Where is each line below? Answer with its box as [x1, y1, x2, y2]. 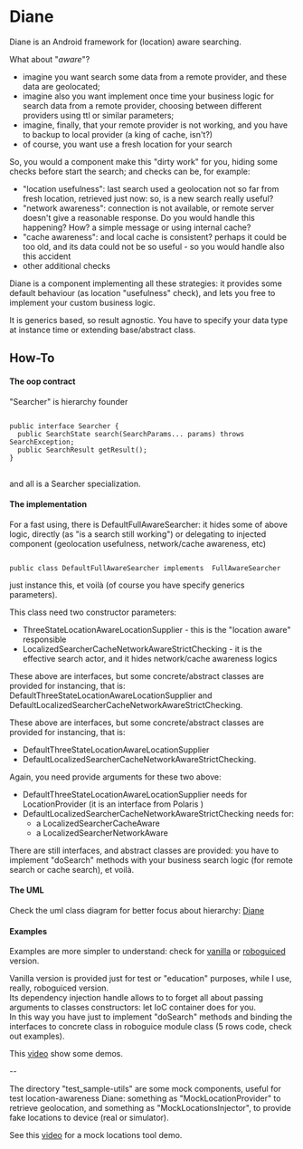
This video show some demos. [9, 1048, 124, 1059]
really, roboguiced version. [9, 982, 109, 993]
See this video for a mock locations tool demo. [9, 1130, 183, 1141]
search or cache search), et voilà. [9, 864, 135, 875]
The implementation [9, 499, 88, 510]
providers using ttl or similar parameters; [22, 110, 175, 120]
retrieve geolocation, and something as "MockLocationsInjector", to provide [9, 1103, 291, 1114]
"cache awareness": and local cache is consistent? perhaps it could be [22, 231, 288, 242]
